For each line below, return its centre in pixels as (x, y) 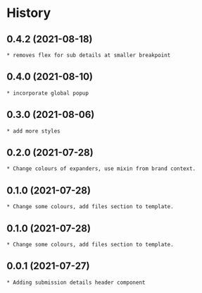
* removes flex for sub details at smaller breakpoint (89, 55)
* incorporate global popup (48, 93)
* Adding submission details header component (76, 282)
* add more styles (33, 131)
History (29, 13)
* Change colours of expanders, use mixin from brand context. (101, 169)
